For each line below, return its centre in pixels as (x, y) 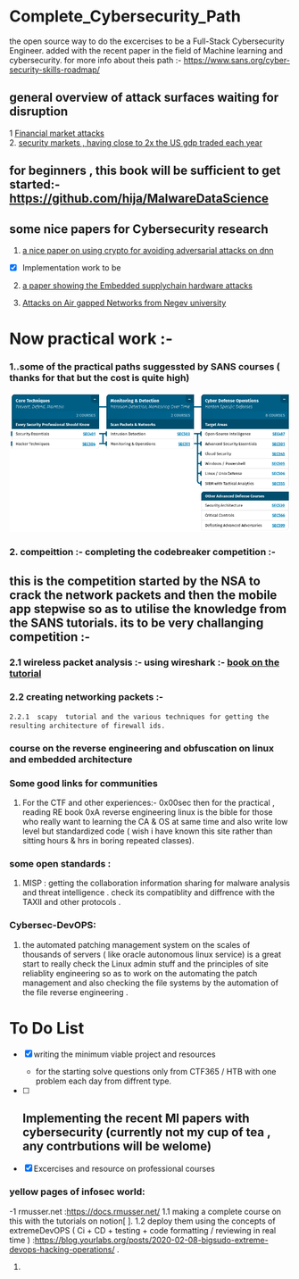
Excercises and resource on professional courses (125, 1169)
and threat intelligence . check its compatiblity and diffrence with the (148, 893)
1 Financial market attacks (57, 133)
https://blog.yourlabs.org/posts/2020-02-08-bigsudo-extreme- (152, 1240)
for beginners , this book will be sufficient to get (145, 171)
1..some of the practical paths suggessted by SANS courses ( (145, 367)
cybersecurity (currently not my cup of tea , (146, 1132)
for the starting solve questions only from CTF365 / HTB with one (156, 1071)
